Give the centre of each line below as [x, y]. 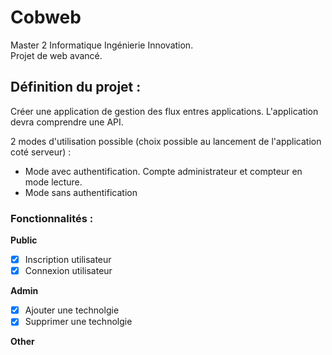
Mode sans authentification [81, 192]
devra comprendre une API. [67, 122]
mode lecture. [53, 182]
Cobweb [46, 17]
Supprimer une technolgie [78, 322]
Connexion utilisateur [68, 271]
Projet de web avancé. [56, 55]
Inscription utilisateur [68, 260]
